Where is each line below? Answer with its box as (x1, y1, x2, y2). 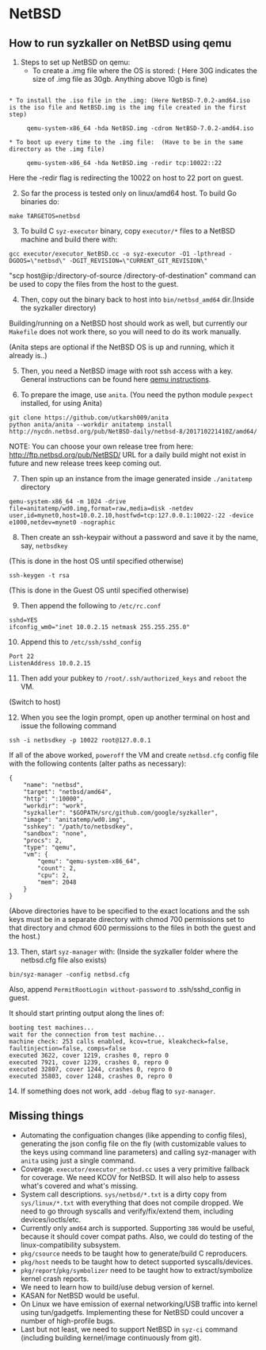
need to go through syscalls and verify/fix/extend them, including (20, 1206, 234, 1216)
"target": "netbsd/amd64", (23, 788, 112, 796)
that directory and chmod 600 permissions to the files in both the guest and (9, 923, 256, 932)
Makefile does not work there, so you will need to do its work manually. (9, 327, 241, 336)
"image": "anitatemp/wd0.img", (23, 816, 127, 823)
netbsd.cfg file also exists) (20, 955, 107, 965)
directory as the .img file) (9, 145, 105, 153)
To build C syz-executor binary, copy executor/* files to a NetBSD (20, 226, 236, 235)
